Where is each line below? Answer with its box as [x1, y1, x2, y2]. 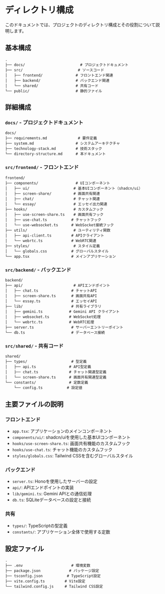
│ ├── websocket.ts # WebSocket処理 [5, 314, 101, 319]
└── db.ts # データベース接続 [5, 330, 105, 335]
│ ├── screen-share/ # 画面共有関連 [5, 191, 100, 196]
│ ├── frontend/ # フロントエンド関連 [5, 72, 113, 78]
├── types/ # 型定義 [5, 359, 87, 364]
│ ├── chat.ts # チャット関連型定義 [5, 370, 107, 375]
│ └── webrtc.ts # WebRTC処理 [5, 320, 95, 325]
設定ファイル [5, 545, 44, 553]
